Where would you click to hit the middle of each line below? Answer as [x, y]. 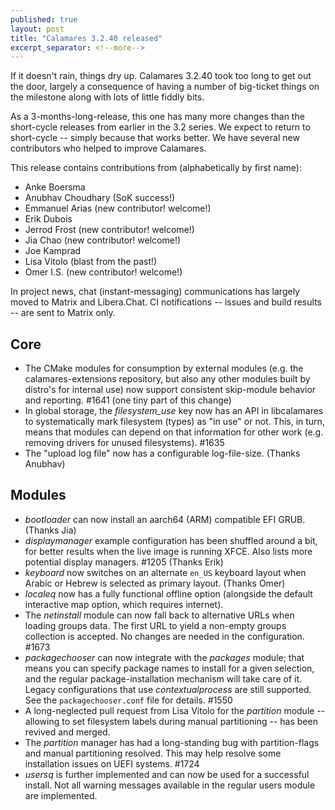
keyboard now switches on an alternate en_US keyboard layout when [165, 572]
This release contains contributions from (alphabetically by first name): [156, 168]
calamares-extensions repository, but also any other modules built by [167, 379]
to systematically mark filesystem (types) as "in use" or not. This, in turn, [174, 422]
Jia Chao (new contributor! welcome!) [103, 240]
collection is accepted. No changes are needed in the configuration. [164, 636]
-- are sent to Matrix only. [63, 313]
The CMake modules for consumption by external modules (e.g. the [164, 368]
